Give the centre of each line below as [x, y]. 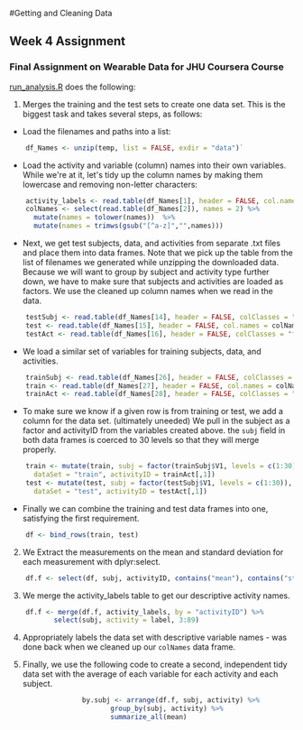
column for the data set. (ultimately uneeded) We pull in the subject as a [156, 421]
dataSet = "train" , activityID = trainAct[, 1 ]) [124, 475]
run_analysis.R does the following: [73, 87]
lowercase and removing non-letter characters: [110, 184]
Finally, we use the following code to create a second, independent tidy [155, 665]
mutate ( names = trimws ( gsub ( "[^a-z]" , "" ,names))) [128, 226]
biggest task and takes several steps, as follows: [112, 114]
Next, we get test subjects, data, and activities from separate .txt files [151, 244]
